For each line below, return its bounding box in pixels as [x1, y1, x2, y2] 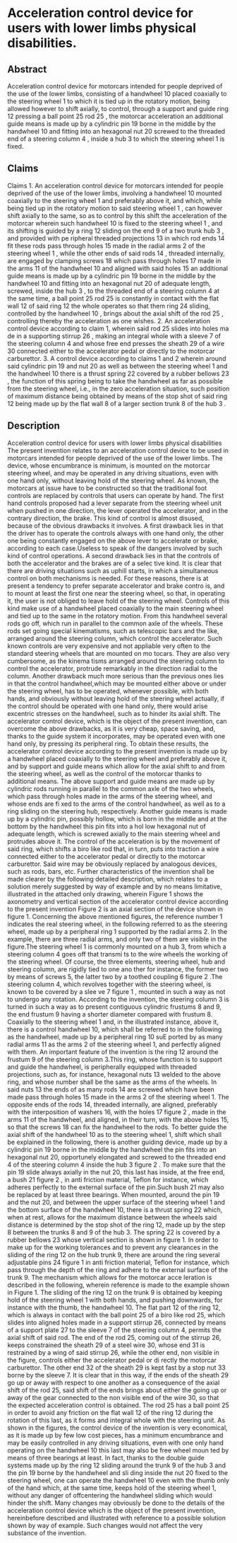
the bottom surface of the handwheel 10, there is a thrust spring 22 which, [7, 1205, 223, 1214]
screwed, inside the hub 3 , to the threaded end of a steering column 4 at [7, 287, 220, 295]
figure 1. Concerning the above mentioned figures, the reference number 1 [7, 912, 223, 920]
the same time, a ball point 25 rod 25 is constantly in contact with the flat [7, 294, 219, 302]
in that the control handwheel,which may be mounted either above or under [7, 679, 227, 688]
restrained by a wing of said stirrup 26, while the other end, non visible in [7, 1348, 220, 1356]
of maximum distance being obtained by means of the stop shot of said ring [7, 391, 228, 400]
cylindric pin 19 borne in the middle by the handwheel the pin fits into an [7, 1145, 217, 1154]
